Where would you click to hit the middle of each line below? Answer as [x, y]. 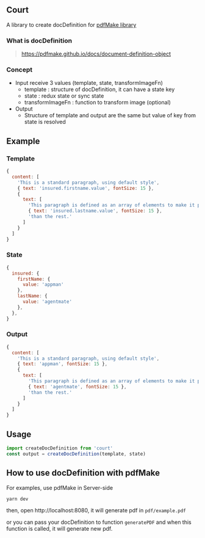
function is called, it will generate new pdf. [59, 529]
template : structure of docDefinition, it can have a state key [99, 89]
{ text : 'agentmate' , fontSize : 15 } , [77, 387]
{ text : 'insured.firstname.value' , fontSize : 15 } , [86, 188]
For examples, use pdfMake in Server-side [60, 487]
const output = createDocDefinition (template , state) [76, 454]
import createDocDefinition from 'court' [60, 448]
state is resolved [45, 122]
